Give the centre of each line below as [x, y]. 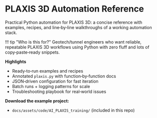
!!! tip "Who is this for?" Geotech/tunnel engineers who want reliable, [73, 42]
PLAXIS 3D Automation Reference [74, 9]
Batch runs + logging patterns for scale [51, 86]
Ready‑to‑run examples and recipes [48, 71]
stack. [11, 32]
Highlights [16, 61]
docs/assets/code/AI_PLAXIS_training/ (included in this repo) [73, 110]
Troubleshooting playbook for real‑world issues [59, 91]
